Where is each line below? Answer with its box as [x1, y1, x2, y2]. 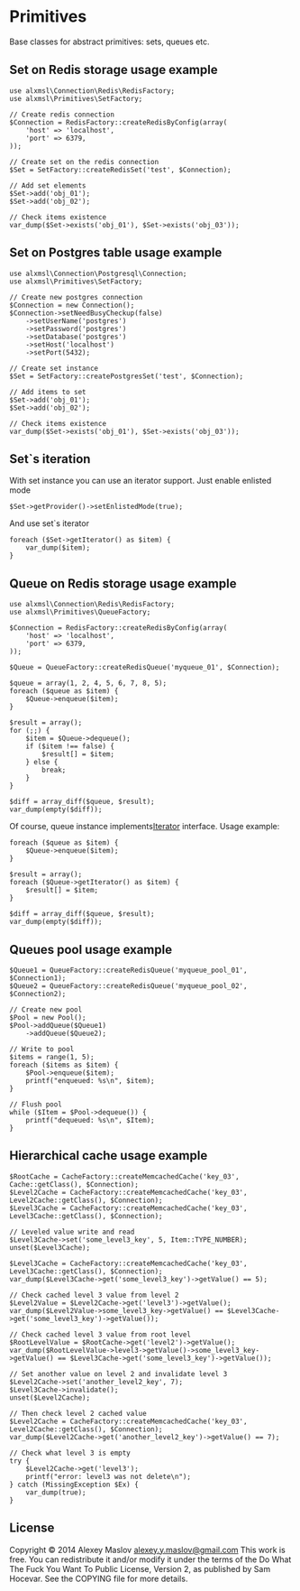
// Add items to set [9, 387, 87, 396]
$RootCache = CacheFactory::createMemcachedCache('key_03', [9, 1171, 241, 1181]
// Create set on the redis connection [9, 157, 159, 166]
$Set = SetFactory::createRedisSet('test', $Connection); [9, 165, 232, 174]
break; [41, 765, 67, 775]
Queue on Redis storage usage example [9, 576, 237, 591]
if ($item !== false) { [25, 742, 115, 751]
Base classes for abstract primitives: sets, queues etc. [9, 36, 210, 47]
